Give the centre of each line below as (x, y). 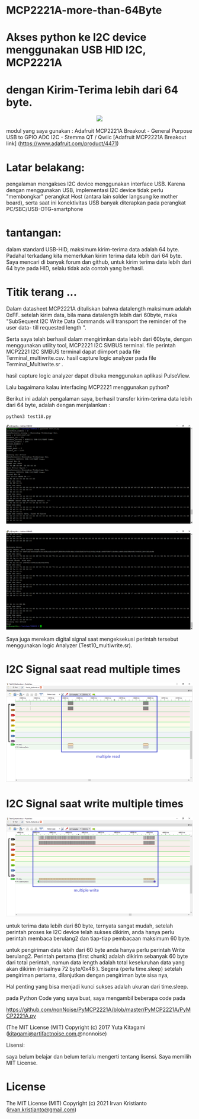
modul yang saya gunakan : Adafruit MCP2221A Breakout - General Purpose (99, 131)
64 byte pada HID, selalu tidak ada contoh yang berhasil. (75, 268)
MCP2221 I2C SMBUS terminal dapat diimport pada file (73, 352)
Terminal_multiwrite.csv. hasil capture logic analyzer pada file (81, 358)
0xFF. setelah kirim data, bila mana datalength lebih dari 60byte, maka (92, 315)
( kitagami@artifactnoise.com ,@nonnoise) (57, 1033)
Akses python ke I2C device (76, 38)
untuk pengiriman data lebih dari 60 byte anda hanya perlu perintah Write (96, 949)
